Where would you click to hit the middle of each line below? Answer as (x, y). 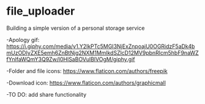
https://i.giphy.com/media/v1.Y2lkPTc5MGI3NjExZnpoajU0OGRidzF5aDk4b (101, 46)
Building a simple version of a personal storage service (76, 28)
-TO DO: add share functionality (47, 94)
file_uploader (41, 11)
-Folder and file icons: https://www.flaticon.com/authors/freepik (87, 71)
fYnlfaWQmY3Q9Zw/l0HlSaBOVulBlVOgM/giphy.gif (71, 59)
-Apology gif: (23, 40)
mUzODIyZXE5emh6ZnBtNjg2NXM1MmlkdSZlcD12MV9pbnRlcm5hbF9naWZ (102, 52)
